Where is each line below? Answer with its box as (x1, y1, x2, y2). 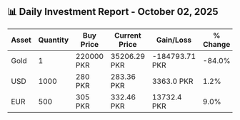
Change (203, 39, 231, 49)
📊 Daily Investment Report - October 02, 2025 (7, 6, 219, 18)
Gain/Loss (156, 35, 192, 45)
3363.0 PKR (151, 76, 194, 86)
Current (114, 31, 141, 40)
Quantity (38, 35, 69, 45)
